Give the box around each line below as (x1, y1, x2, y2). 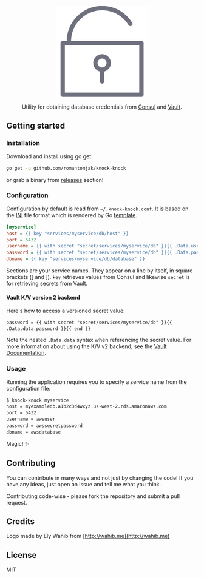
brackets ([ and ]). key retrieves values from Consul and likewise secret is (6, 274, 190, 281)
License (6, 549, 37, 560)
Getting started (6, 121, 66, 131)
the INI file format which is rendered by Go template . (6, 211, 138, 218)
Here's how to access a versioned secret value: (6, 307, 126, 315)
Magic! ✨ (6, 440, 29, 447)
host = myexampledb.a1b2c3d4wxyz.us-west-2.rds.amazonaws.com (6, 403, 167, 409)
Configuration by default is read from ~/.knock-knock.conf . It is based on (6, 205, 189, 212)
